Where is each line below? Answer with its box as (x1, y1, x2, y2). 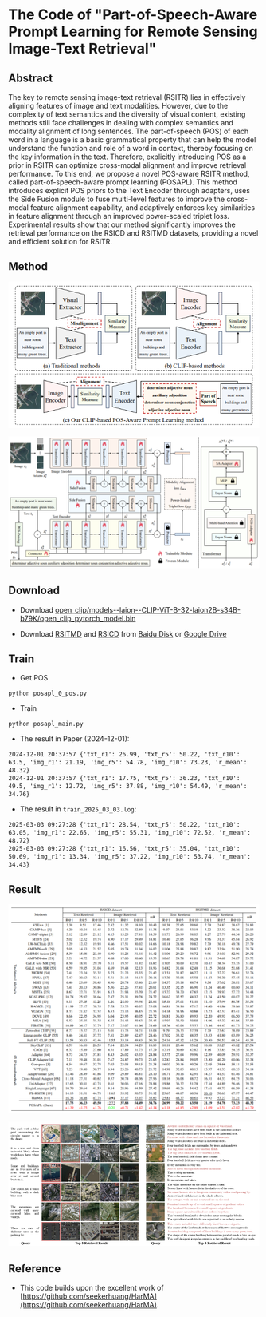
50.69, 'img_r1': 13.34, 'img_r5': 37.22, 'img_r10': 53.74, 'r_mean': (8, 853, 251, 861)
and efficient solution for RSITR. (8, 237, 113, 246)
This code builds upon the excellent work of (19, 1283, 165, 1293)
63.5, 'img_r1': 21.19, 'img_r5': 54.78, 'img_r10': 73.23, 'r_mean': (8, 759, 248, 767)
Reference (8, 1262, 61, 1275)
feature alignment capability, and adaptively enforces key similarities (30, 203, 256, 212)
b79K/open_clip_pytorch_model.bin (19, 613, 136, 623)
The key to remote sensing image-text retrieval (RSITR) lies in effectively (8, 93, 246, 101)
